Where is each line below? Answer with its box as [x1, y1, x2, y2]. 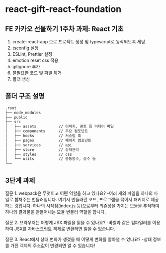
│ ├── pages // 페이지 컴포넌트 [5, 138, 92, 143]
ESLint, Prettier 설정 [12, 51, 53, 57]
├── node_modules [5, 110, 41, 115]
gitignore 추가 [12, 64, 40, 69]
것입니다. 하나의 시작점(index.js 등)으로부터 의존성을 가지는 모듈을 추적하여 [14, 203, 160, 209]
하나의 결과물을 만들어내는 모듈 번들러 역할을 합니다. [5, 209, 106, 215]
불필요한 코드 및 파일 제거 [12, 70, 62, 76]
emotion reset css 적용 [12, 57, 59, 63]
